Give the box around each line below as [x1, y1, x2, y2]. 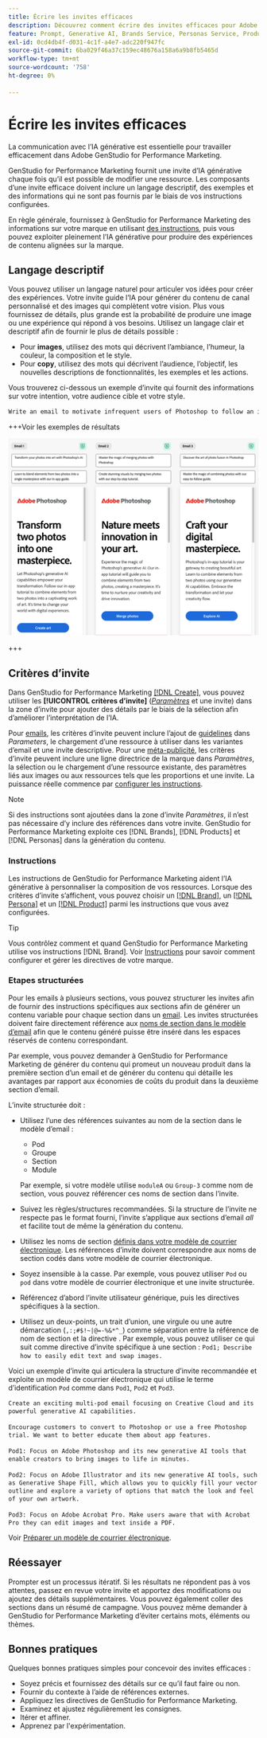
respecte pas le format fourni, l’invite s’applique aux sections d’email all [19, 1212, 254, 1222]
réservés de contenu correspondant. [8, 1035, 129, 1045]
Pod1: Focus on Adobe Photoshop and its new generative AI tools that [8, 1446, 247, 1455]
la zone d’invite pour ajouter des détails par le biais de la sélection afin [8, 705, 238, 714]
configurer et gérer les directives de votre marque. [8, 955, 174, 965]
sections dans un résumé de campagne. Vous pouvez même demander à [8, 1602, 248, 1612]
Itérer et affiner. [19, 1713, 72, 1722]
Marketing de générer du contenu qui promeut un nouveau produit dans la [8, 1059, 251, 1069]
